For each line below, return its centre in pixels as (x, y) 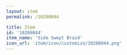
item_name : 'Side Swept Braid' (44, 38)
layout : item (22, 11)
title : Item (21, 27)
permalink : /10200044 (33, 17)
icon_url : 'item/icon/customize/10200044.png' (64, 43)
